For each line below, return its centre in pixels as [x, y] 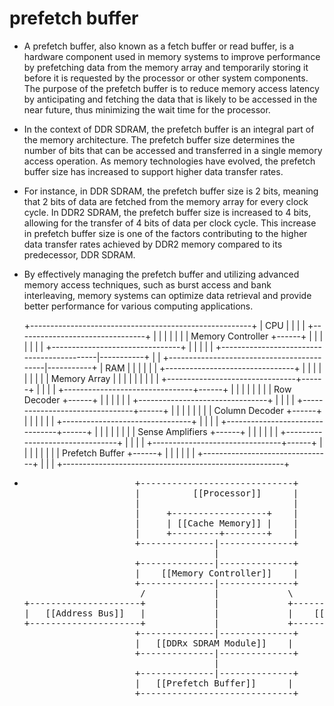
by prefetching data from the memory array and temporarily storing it [166, 67]
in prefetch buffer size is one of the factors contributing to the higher [165, 233]
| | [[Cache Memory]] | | [216, 523]
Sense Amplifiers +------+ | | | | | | [208, 431]
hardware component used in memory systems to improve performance [172, 56]
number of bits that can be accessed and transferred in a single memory [173, 150]
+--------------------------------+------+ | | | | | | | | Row [174, 389]
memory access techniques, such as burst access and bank [147, 284]
